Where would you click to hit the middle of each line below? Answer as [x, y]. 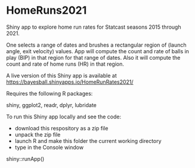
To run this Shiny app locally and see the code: [64, 117]
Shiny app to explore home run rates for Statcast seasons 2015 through [94, 27]
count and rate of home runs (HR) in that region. [65, 64]
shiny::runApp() [25, 158]
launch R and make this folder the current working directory [88, 140]
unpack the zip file [38, 135]
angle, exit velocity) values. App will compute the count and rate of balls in [98, 51]
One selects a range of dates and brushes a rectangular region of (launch [96, 45]
